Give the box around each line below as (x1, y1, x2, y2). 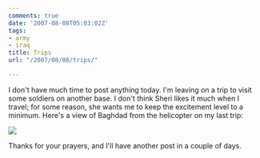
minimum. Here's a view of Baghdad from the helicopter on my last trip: (8, 110, 244, 120)
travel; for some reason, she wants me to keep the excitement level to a (8, 101, 244, 112)
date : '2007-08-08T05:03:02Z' (8, 19, 110, 27)
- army (8, 34, 30, 42)
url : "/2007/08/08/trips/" (8, 57, 98, 65)
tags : (8, 26, 26, 34)
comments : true (8, 11, 59, 20)
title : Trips (8, 49, 52, 57)
